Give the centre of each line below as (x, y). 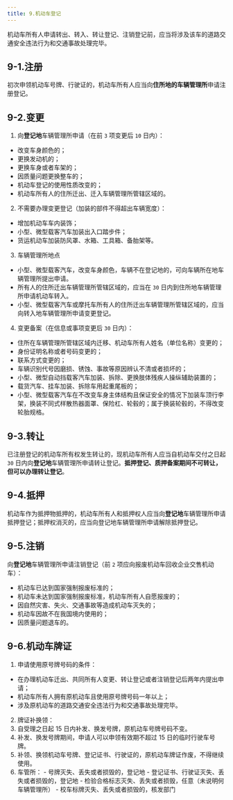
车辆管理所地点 (38, 255)
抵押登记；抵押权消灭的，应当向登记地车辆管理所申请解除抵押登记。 (104, 522)
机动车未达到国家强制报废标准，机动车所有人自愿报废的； (99, 596)
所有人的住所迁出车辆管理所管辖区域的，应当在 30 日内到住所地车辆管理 (119, 287)
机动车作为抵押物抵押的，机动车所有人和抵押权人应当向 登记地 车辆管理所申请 (116, 513)
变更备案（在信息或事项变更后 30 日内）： (75, 328)
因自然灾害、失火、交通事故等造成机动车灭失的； (87, 605)
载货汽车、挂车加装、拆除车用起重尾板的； (78, 386)
